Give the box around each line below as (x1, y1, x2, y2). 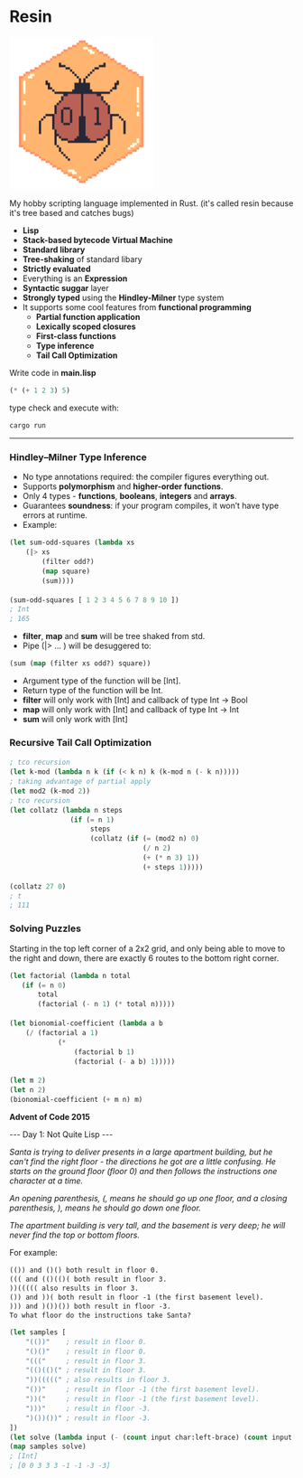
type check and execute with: (9, 402, 119, 413)
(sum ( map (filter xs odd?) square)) (9, 659, 151, 668)
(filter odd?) (41, 558, 95, 567)
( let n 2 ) (9, 1086, 47, 1095)
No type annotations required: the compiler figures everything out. (22, 472, 270, 483)
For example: (9, 1247, 59, 1257)
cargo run (9, 421, 47, 430)
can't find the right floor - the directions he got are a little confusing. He (9, 1155, 277, 1167)
